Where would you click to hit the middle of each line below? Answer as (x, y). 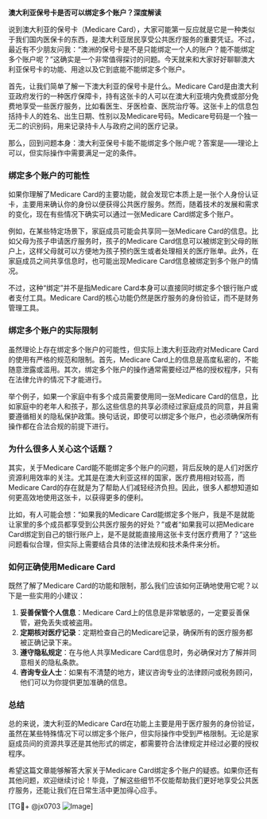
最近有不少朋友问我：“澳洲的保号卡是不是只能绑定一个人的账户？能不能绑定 (132, 49)
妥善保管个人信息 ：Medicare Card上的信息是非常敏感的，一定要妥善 (131, 613)
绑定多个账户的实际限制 (53, 331)
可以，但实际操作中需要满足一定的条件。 (74, 153)
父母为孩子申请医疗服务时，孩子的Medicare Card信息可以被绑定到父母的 (133, 241)
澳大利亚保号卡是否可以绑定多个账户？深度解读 (85, 12)
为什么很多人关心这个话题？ (61, 449)
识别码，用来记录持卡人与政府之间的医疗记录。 (106, 126)
